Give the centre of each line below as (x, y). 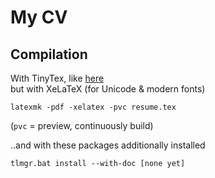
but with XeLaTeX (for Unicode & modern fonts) (108, 89)
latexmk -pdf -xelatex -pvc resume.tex (93, 107)
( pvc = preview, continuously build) (82, 125)
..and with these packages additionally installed (108, 145)
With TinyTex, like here (57, 78)
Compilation (49, 54)
